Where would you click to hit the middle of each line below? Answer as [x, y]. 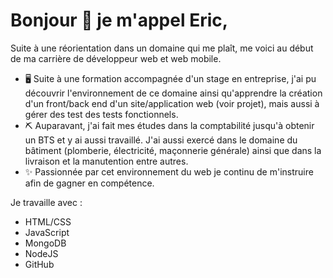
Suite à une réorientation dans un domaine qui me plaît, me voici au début [162, 48]
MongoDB [45, 243]
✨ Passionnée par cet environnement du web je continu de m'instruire [169, 171]
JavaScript [47, 232]
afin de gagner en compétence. [89, 183]
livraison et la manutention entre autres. [106, 161]
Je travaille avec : [46, 202]
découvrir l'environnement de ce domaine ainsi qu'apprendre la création [173, 93]
